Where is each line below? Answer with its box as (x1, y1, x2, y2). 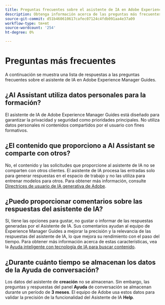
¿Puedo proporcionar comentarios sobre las (5, 197, 143, 205)
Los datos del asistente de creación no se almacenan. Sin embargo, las (5, 279, 150, 285)
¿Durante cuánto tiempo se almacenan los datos (5, 258, 156, 266)
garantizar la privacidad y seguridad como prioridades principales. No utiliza (5, 117, 160, 123)
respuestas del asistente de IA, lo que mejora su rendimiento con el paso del (5, 233, 160, 239)
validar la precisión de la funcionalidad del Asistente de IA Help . (5, 295, 134, 301)
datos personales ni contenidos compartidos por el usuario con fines (5, 122, 144, 128)
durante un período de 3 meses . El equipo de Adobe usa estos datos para (5, 289, 155, 295)
